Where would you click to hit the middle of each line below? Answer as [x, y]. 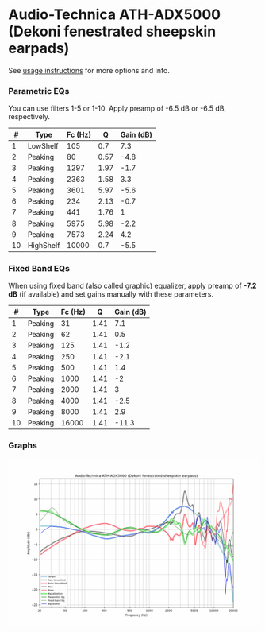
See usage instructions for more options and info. [89, 70]
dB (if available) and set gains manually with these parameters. [111, 294]
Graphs [23, 445]
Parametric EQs [39, 91]
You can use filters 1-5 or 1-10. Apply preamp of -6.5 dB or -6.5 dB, [117, 108]
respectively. [29, 117]
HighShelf [44, 246]
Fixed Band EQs [39, 268]
